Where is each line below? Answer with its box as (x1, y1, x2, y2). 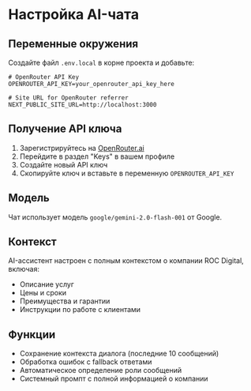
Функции (8, 328, 56, 341)
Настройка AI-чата (8, 6, 140, 24)
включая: (8, 265, 39, 274)
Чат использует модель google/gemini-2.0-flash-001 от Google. (8, 212, 223, 222)
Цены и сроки (19, 288, 67, 298)
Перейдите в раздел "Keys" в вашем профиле (19, 152, 175, 161)
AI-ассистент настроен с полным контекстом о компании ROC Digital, (8, 256, 245, 265)
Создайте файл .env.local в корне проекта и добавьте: (8, 58, 195, 67)
